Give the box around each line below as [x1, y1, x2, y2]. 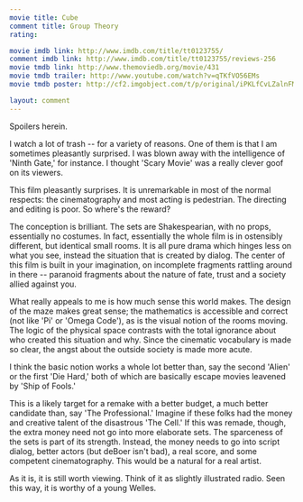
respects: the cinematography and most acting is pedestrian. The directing [9, 194, 287, 205]
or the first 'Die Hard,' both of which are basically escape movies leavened [9, 370, 287, 381]
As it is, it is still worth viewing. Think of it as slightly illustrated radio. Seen [9, 472, 286, 483]
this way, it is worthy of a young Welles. [9, 482, 157, 493]
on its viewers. [9, 167, 63, 178]
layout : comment [9, 96, 70, 105]
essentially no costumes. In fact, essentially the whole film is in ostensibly [9, 231, 283, 242]
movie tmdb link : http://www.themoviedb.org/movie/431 [9, 63, 220, 72]
